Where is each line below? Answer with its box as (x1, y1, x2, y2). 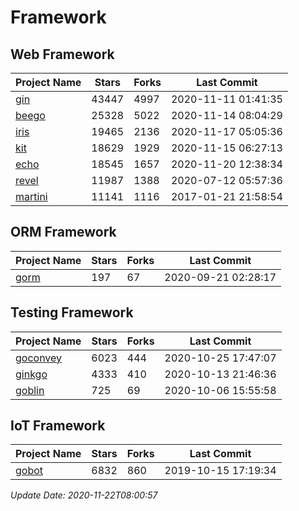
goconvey (15, 351, 63, 365)
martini (15, 190, 48, 203)
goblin (15, 383, 45, 397)
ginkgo (15, 367, 48, 381)
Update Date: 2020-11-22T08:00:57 (10, 489, 158, 501)
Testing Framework (10, 304, 134, 321)
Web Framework (10, 46, 115, 63)
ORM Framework (10, 224, 117, 241)
